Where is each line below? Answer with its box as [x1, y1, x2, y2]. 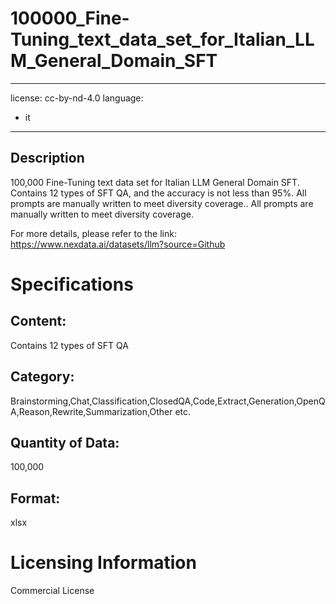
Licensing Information [10, 552, 197, 574]
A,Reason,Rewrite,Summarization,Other [10, 405, 173, 417]
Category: [10, 368, 75, 386]
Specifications [10, 273, 134, 296]
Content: [10, 313, 67, 330]
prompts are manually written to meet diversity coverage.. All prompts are [10, 197, 314, 209]
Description [10, 150, 85, 167]
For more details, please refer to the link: [10, 227, 177, 239]
